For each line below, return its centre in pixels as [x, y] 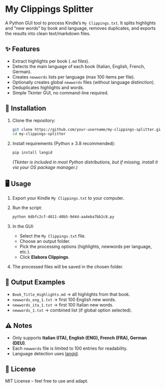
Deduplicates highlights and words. [48, 87]
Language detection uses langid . [45, 353]
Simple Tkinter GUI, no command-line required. [60, 92]
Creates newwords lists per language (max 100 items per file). [73, 77]
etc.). [25, 251]
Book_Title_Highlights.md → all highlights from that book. [71, 294]
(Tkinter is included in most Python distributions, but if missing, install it [85, 162]
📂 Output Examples [35, 282]
